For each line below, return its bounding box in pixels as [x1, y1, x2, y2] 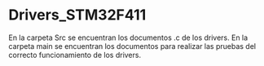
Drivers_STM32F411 [8, 6, 147, 24]
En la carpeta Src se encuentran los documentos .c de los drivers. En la [8, 33, 249, 42]
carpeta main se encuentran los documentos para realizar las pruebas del [8, 41, 257, 51]
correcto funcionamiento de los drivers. [8, 50, 141, 59]
